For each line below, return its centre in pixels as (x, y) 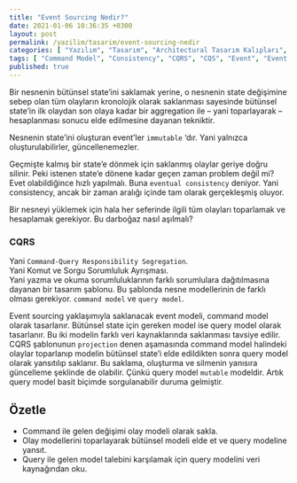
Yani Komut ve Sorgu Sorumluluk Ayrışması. (89, 270)
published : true (39, 67)
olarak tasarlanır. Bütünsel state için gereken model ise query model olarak (145, 325)
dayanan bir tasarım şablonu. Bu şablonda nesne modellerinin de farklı (137, 290)
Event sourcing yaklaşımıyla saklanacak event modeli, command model (139, 316)
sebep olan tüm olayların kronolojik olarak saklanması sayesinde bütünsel (143, 101)
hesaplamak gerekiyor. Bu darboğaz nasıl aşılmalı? (101, 219)
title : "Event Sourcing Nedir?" (69, 17)
